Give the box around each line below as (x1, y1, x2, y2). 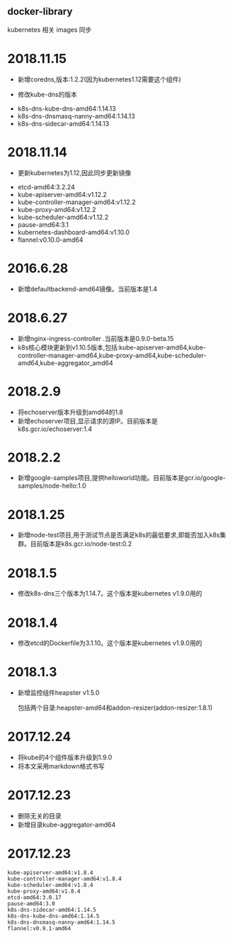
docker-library (7, 6, 73, 18)
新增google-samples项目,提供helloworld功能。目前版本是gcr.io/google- (17, 474, 227, 482)
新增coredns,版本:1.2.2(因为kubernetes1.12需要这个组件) (17, 74, 182, 84)
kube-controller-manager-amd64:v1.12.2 (17, 198, 136, 206)
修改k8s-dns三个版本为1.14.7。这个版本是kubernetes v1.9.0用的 (17, 589, 203, 598)
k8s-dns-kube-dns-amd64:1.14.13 (17, 104, 116, 113)
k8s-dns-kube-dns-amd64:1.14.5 (7, 912, 100, 920)
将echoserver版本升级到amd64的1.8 (17, 408, 124, 416)
